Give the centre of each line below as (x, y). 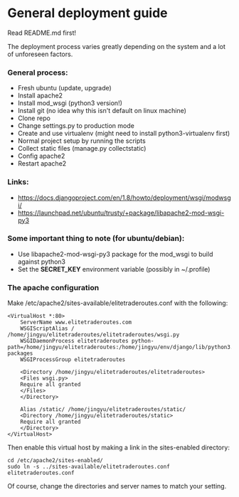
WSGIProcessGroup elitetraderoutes (73, 360)
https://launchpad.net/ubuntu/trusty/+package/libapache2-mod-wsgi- (121, 213)
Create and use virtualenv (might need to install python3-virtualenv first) (124, 134)
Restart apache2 (42, 164)
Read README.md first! (42, 33)
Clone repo (34, 118)
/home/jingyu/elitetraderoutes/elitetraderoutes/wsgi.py (94, 335)
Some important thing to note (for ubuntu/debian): (96, 238)
